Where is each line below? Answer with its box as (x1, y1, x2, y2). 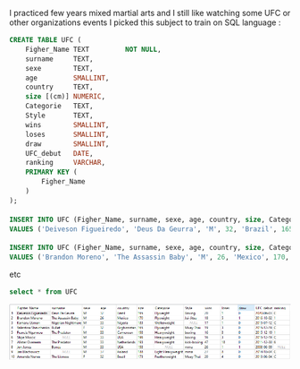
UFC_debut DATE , (25, 149, 94, 158)
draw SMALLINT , (25, 139, 110, 149)
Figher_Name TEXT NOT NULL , (25, 45, 162, 54)
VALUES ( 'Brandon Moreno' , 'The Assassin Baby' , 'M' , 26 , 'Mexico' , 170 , (9, 253, 290, 262)
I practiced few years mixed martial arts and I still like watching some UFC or (9, 8, 291, 18)
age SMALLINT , (25, 73, 110, 82)
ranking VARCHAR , (25, 159, 105, 167)
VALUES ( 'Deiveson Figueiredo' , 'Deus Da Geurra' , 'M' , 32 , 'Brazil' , (9, 224, 278, 234)
